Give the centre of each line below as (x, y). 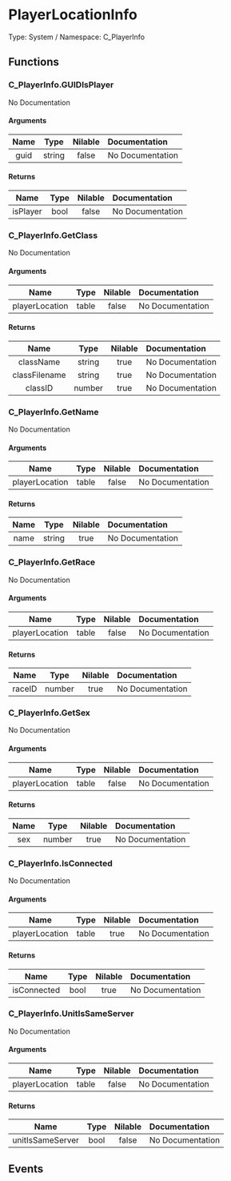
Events (26, 1169)
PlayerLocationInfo (73, 15)
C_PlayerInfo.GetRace (52, 562)
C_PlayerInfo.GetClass (53, 235)
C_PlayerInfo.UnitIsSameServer (71, 1014)
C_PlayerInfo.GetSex (49, 713)
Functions (34, 62)
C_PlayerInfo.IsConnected (61, 863)
